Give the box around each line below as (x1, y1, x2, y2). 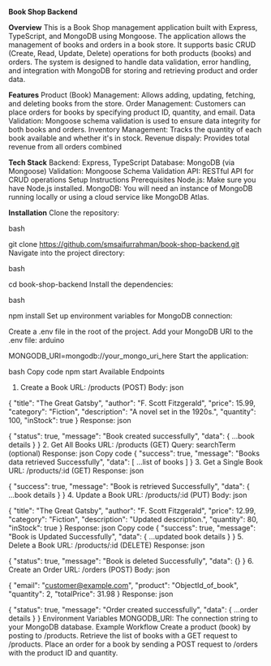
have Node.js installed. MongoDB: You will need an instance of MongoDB (8, 184, 253, 193)
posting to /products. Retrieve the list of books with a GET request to (8, 631, 238, 640)
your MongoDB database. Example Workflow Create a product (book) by (8, 622, 252, 632)
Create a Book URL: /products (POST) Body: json (19, 383, 184, 392)
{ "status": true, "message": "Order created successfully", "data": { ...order (8, 605, 258, 614)
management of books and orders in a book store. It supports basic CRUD (8, 40, 256, 50)
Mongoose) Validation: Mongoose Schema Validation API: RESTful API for (8, 166, 254, 175)
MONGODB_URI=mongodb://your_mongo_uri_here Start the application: (8, 351, 249, 361)
